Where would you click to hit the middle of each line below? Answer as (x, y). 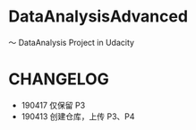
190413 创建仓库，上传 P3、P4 (78, 116)
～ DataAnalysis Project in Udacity (72, 42)
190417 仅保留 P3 (53, 105)
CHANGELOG (59, 79)
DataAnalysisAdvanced (98, 17)
